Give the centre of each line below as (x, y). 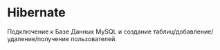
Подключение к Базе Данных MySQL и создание (80, 32)
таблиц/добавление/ (183, 32)
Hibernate (36, 13)
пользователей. (94, 38)
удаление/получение (38, 38)
